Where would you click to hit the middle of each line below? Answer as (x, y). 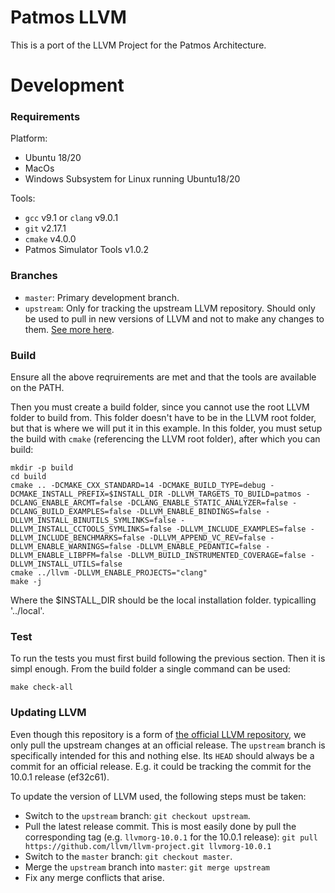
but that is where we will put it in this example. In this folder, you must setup (166, 428)
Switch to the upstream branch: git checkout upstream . (137, 815)
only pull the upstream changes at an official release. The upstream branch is (168, 745)
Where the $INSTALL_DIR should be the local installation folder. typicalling (163, 600)
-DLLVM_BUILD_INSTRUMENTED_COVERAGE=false (216, 556)
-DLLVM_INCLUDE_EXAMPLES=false (241, 529)
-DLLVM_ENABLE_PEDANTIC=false (198, 547)
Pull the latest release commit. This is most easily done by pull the (160, 826)
